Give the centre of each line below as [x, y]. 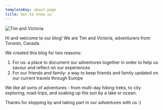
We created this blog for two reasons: [43, 53]
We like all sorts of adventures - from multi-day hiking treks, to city [73, 87]
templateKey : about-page [31, 10]
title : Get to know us [28, 14]
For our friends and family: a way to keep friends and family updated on [85, 73]
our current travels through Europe [47, 78]
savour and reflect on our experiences [51, 68]
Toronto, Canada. [23, 43]
